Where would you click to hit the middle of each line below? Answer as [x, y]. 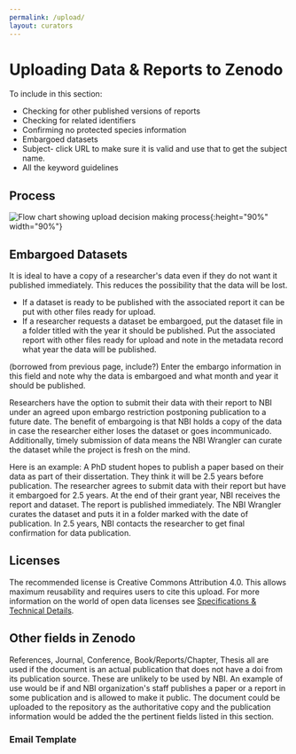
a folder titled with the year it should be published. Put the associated [148, 331]
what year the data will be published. [89, 350]
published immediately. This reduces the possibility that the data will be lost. [148, 286]
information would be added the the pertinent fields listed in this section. [142, 716]
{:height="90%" [239, 217]
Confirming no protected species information [104, 130]
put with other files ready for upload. [89, 312]
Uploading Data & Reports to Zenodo [146, 70]
